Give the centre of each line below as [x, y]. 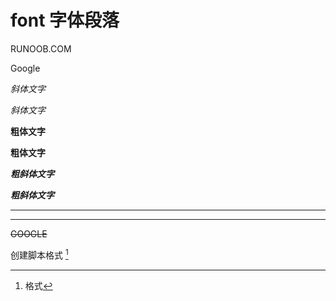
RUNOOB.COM [41, 48]
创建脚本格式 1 [39, 254]
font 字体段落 [65, 20]
